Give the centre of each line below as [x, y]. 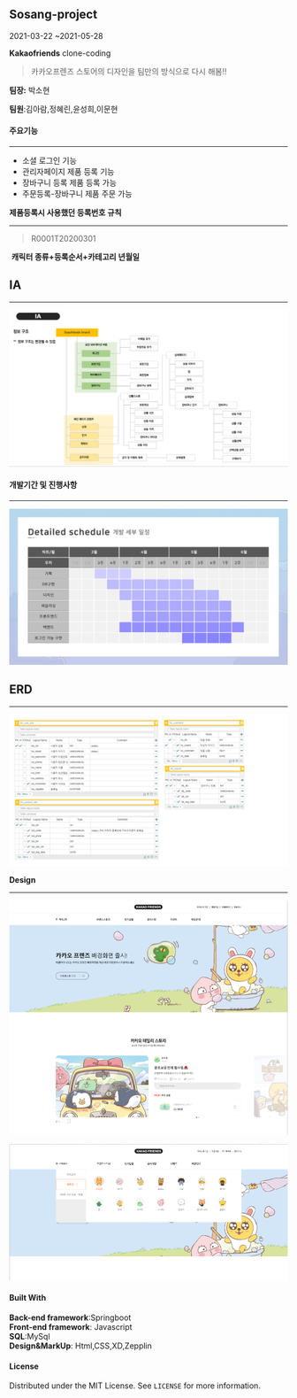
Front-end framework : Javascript [71, 1326]
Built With [28, 1298]
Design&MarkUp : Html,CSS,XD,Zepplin [81, 1346]
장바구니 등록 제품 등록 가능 [69, 183]
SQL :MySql [30, 1336]
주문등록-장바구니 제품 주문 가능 [77, 194]
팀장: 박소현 [30, 90]
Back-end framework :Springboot [70, 1317]
